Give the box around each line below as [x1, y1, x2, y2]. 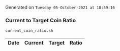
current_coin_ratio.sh [5, 28, 53, 33]
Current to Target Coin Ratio [5, 17, 76, 24]
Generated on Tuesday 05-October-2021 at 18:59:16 [5, 5, 115, 10]
